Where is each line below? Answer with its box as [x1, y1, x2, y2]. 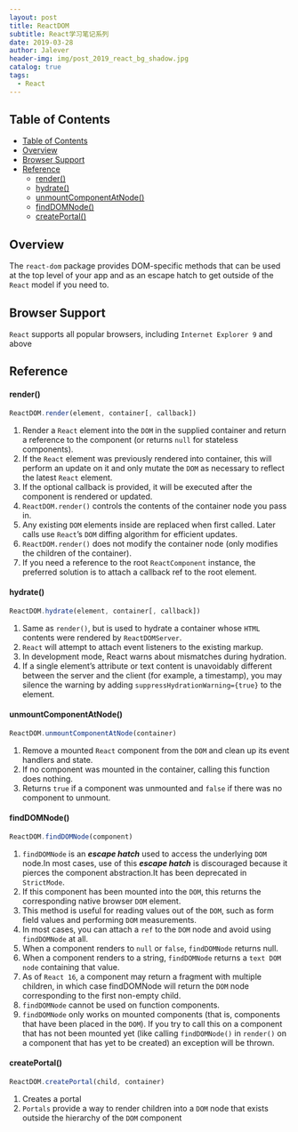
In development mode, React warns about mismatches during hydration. [21, 651, 287, 662]
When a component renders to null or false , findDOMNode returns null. [21, 943, 278, 953]
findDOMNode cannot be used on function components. [21, 1000, 221, 1010]
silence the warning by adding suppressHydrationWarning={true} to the [21, 679, 282, 690]
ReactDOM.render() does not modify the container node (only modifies [21, 538, 278, 549]
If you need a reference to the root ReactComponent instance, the [21, 557, 256, 567]
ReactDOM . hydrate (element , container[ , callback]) [9, 606, 201, 615]
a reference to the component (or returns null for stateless [21, 434, 238, 445]
